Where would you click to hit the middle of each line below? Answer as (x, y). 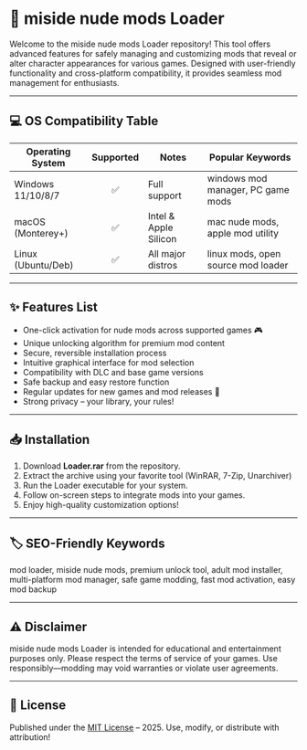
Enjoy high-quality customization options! (101, 505)
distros (163, 265)
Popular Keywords (250, 157)
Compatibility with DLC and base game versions (113, 372)
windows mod (237, 178)
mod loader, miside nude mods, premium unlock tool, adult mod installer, (146, 570)
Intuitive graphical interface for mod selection (108, 362)
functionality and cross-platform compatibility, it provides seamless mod (146, 73)
